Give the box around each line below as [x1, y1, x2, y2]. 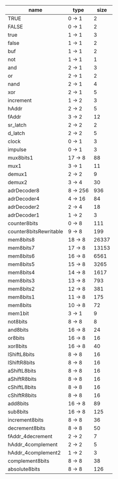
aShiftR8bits [8, 376, 37, 382]
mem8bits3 [8, 277, 35, 284]
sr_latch [8, 122, 27, 128]
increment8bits [8, 416, 44, 423]
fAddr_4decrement [8, 433, 53, 440]
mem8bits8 [8, 236, 35, 243]
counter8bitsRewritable [8, 228, 64, 235]
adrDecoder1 [8, 212, 40, 218]
